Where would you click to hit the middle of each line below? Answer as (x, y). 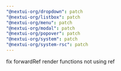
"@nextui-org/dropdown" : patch (45, 12)
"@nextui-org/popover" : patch (43, 34)
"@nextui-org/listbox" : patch (43, 17)
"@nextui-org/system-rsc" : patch (47, 45)
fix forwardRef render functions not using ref (60, 61)
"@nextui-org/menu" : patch (39, 22)
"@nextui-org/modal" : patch (41, 28)
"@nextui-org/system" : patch (42, 39)
